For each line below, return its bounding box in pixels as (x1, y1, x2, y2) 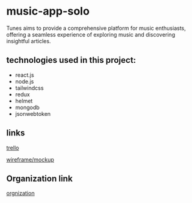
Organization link (6, 173, 73, 183)
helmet (15, 97, 33, 104)
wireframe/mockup (6, 155, 55, 163)
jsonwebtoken (15, 110, 51, 117)
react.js (15, 71, 35, 79)
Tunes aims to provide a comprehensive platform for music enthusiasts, (6, 24, 186, 32)
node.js (15, 77, 35, 85)
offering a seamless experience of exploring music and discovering (6, 30, 176, 38)
